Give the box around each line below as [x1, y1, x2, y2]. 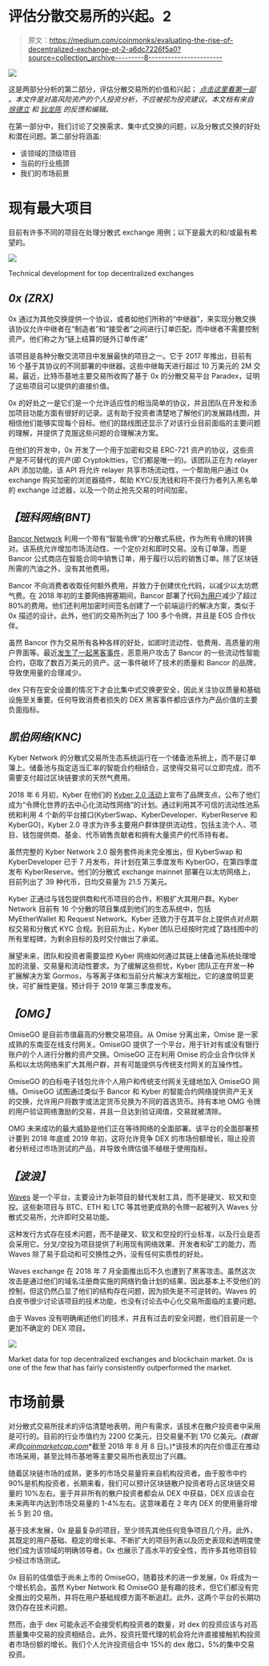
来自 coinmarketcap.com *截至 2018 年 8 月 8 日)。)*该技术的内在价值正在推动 [8, 1441, 260, 1451]
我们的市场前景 [19, 168, 70, 178]
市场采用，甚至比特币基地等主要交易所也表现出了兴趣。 [8, 1451, 191, 1461]
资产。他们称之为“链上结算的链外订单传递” [8, 334, 148, 343]
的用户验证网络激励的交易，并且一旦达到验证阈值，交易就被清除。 [8, 1106, 226, 1117]
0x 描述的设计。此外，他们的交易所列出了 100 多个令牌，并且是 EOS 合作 [8, 610, 249, 620]
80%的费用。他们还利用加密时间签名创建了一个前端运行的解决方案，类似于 [8, 600, 256, 610]
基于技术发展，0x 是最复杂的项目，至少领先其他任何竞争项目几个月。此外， [8, 1525, 258, 1535]
